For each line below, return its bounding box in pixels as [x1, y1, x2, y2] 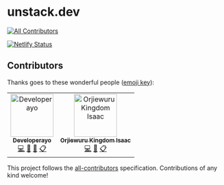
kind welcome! [7, 171, 49, 179]
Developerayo [12, 136, 51, 144]
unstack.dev [7, 4, 80, 20]
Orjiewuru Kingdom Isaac [60, 136, 132, 144]
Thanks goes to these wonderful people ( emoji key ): [7, 78, 155, 86]
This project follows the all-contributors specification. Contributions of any [7, 164, 218, 172]
